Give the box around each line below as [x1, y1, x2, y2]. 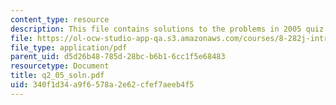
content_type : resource [10, 14, 110, 25]
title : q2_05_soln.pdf [10, 71, 105, 81]
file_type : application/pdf [10, 42, 128, 53]
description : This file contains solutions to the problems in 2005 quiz [10, 24, 325, 34]
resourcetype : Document [10, 61, 110, 71]
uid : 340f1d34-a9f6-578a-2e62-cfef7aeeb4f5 [10, 80, 195, 90]
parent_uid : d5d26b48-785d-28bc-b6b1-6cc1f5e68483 [10, 52, 226, 62]
